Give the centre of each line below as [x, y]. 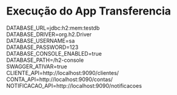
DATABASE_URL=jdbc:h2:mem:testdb [53, 28]
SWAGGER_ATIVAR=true [37, 66]
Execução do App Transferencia [89, 11]
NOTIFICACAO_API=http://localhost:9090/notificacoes [74, 85]
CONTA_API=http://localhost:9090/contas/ [60, 79]
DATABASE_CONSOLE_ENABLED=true [54, 53]
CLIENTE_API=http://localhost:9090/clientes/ [63, 73]
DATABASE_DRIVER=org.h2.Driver [49, 34]
